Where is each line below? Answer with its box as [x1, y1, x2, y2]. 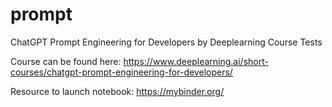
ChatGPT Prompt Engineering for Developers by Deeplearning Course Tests [10, 36, 323, 48]
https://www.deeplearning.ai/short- [123, 55, 269, 67]
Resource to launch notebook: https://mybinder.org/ [10, 85, 225, 97]
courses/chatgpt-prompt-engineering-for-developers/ [10, 66, 233, 78]
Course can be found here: [10, 55, 122, 67]
